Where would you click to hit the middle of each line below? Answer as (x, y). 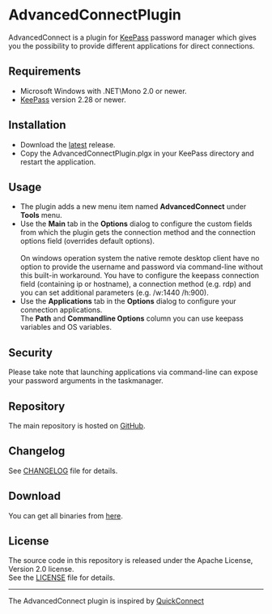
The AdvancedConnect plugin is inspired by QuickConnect (106, 601)
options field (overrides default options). (87, 241)
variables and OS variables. (66, 327)
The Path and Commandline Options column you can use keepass (132, 318)
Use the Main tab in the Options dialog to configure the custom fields (136, 224)
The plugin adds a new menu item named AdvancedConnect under (133, 207)
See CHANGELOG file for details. (63, 471)
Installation (37, 125)
